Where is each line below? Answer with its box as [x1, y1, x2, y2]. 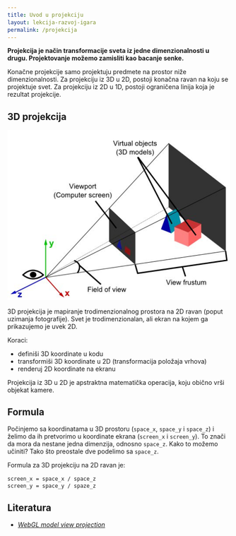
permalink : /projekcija [7, 26, 78, 33]
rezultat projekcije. [7, 90, 61, 99]
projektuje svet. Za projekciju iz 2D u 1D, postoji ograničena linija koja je [7, 83, 215, 91]
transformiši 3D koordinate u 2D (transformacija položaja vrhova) [17, 357, 207, 365]
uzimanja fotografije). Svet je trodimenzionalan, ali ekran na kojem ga [7, 314, 208, 323]
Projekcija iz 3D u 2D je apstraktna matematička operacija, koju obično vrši [7, 378, 225, 386]
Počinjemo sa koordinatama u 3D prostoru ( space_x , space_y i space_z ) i [7, 424, 214, 434]
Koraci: [7, 335, 28, 344]
